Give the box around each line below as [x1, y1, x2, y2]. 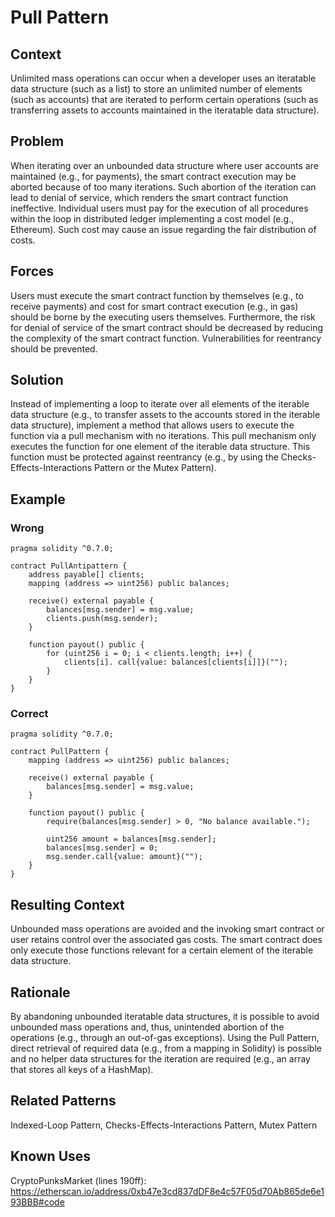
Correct [10, 707, 49, 721]
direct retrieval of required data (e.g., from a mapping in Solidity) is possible [10, 1042, 322, 1055]
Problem [10, 133, 65, 150]
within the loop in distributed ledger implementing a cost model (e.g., [10, 212, 295, 225]
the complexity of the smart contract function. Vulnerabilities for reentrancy [10, 332, 322, 344]
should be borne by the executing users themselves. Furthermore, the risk [10, 311, 316, 323]
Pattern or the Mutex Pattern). [93, 462, 217, 474]
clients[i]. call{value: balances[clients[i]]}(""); [63, 657, 288, 668]
